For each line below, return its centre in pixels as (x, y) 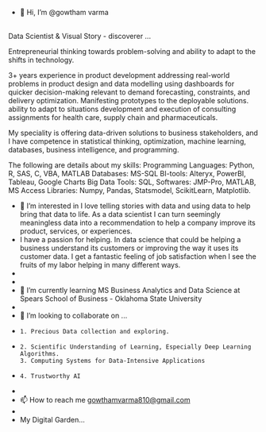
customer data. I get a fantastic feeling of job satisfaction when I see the (138, 256)
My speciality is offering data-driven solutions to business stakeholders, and (133, 133)
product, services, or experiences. (76, 231)
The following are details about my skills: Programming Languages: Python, (131, 165)
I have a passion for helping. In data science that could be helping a (130, 239)
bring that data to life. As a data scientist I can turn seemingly (120, 214)
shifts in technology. (41, 60)
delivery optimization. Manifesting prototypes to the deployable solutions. (129, 100)
